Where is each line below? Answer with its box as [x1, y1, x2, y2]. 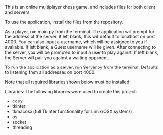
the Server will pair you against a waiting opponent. [5, 55, 109, 61]
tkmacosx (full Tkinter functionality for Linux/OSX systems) [12, 108, 132, 114]
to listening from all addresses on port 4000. [5, 69, 96, 75]
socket [12, 119, 26, 125]
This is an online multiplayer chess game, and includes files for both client [5, 4, 155, 10]
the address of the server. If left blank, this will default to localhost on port [5, 34, 155, 39]
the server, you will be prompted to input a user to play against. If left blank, [5, 49, 159, 55]
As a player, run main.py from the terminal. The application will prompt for [5, 29, 155, 34]
